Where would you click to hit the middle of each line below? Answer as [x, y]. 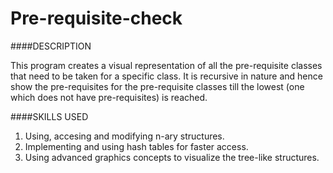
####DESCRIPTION [51, 46]
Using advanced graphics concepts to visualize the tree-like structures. [172, 157]
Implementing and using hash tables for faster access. [136, 146]
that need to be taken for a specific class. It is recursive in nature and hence [166, 76]
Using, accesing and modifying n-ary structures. [124, 136]
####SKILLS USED [49, 116]
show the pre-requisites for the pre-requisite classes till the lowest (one [157, 86]
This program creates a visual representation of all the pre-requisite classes [166, 65]
